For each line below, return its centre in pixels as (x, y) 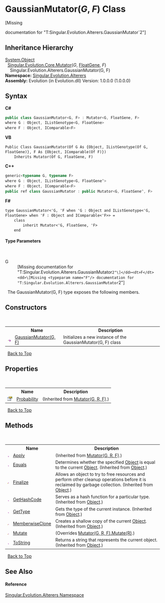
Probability (27, 399)
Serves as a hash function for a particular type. (103, 497)
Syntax (16, 96)
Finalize (21, 482)
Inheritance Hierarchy (39, 48)
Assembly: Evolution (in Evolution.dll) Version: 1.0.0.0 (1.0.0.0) (68, 80)
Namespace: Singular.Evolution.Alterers (46, 75)
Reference (16, 584)
